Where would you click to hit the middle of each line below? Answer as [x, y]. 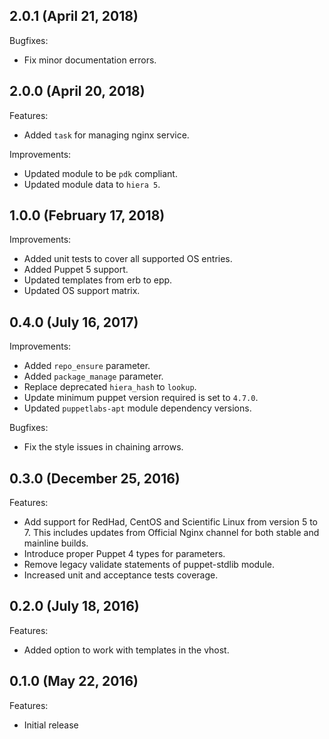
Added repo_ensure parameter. [87, 366]
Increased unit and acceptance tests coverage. [121, 575]
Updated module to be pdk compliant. [100, 173]
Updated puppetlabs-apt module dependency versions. [137, 408]
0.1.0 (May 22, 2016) [74, 681]
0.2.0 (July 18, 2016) [74, 606]
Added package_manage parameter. [93, 376]
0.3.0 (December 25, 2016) [95, 478]
